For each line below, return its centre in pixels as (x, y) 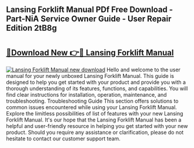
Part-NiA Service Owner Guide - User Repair (89, 19)
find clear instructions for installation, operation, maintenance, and (86, 95)
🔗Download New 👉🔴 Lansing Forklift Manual (90, 52)
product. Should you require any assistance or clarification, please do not (95, 132)
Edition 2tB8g (31, 28)
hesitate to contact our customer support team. (63, 139)
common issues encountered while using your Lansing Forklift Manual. (92, 107)
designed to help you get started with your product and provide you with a (96, 82)
